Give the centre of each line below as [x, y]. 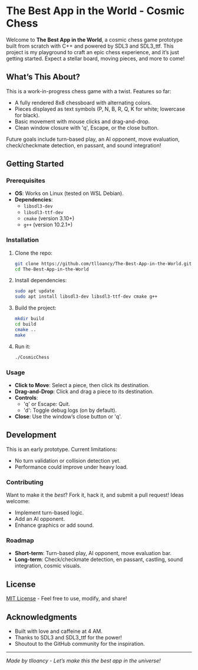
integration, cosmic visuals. [48, 566]
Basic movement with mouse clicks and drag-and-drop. [82, 121]
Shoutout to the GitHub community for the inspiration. [80, 643]
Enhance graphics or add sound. [54, 525]
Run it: [22, 346]
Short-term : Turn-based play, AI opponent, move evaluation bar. [93, 553]
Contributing [25, 482]
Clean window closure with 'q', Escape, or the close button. [87, 127]
